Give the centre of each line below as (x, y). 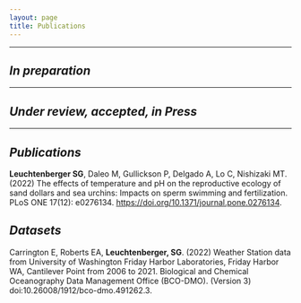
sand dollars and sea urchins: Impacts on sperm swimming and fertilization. (149, 193)
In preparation (50, 70)
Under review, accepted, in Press (103, 112)
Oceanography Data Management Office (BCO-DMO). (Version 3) (130, 281)
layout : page (34, 17)
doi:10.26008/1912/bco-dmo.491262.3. (81, 290)
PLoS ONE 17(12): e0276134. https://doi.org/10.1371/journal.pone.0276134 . (146, 202)
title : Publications (48, 26)
